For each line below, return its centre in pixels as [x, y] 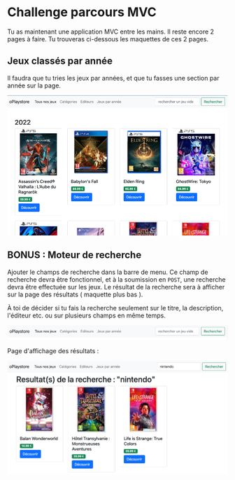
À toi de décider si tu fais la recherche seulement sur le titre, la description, [115, 308]
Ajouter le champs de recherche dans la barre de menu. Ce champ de [108, 272]
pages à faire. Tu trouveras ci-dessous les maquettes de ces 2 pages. [108, 39]
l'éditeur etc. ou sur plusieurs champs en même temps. [87, 315]
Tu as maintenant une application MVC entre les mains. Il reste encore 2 [111, 32]
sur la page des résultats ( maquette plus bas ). [75, 294]
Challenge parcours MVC [82, 12]
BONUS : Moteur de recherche [74, 255]
